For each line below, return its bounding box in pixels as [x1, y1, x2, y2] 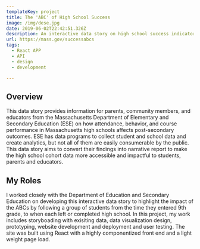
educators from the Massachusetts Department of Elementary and [6, 114, 169, 121]
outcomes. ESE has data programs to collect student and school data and [6, 133, 186, 140]
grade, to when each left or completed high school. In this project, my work [6, 210, 190, 217]
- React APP [11, 48, 42, 54]
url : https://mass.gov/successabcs [6, 36, 95, 42]
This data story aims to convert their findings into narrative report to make [6, 146, 187, 153]
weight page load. [6, 236, 51, 242]
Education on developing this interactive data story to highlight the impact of [6, 198, 193, 205]
